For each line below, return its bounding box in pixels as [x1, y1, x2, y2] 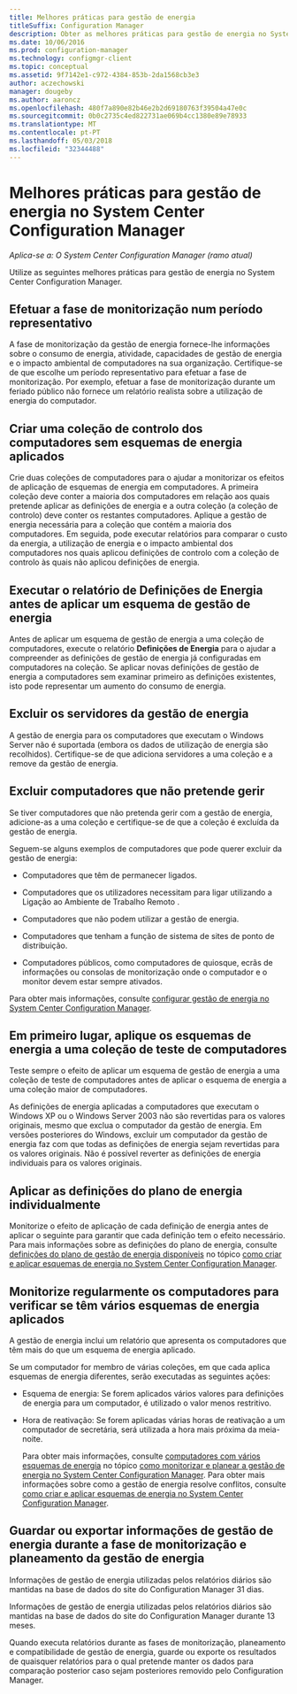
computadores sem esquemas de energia [9, 435, 243, 450]
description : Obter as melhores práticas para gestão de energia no [9, 29, 267, 38]
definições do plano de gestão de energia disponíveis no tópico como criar [9, 1249, 283, 1259]
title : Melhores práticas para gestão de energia [9, 12, 196, 22]
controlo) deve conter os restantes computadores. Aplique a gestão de [9, 510, 268, 520]
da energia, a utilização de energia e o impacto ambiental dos [9, 538, 233, 549]
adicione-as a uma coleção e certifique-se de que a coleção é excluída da [9, 816, 280, 828]
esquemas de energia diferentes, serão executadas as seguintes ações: [9, 1371, 271, 1382]
